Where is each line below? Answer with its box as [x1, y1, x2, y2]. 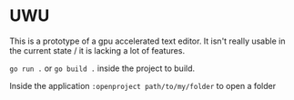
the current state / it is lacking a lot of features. [9, 45, 185, 55]
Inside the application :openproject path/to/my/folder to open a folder [9, 80, 276, 91]
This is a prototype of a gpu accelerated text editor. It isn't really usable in [9, 35, 286, 46]
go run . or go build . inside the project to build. [9, 63, 196, 74]
